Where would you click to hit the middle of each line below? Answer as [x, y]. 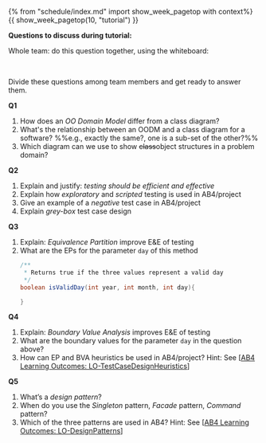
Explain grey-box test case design [76, 211]
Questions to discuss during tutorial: [70, 35]
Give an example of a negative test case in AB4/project [110, 203]
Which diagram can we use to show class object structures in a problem [137, 146]
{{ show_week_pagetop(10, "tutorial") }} [74, 20]
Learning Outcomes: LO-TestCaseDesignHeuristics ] [105, 367]
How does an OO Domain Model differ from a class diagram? [119, 121]
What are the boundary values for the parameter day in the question [131, 341]
